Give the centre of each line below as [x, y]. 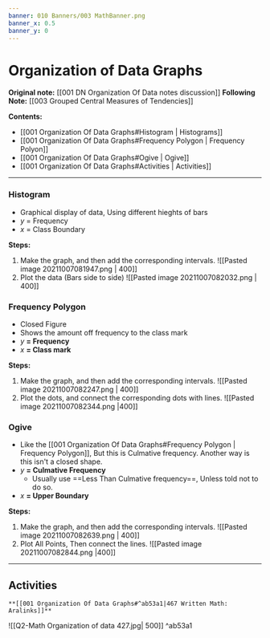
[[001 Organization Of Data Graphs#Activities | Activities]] [115, 166]
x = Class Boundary [53, 229]
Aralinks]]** [30, 611]
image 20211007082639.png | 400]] [80, 535]
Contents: [25, 116]
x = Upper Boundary [55, 496]
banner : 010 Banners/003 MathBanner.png [77, 16]
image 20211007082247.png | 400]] [79, 389]
